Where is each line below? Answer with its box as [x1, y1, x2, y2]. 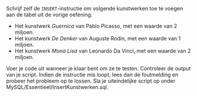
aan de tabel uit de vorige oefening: [6, 11, 93, 18]
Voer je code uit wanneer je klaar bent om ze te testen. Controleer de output [6, 65, 191, 72]
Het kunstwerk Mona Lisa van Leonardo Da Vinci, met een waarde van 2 [14, 47, 191, 54]
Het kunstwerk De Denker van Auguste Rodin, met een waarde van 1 [14, 35, 181, 42]
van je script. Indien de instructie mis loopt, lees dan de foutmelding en [6, 71, 179, 78]
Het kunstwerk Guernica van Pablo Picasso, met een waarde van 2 [14, 23, 178, 29]
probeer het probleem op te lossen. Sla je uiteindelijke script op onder [6, 77, 176, 84]
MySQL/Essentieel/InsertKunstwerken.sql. [6, 84, 109, 90]
